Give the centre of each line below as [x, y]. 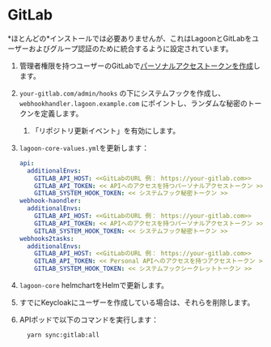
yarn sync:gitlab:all [64, 335]
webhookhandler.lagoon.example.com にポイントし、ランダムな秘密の [133, 103]
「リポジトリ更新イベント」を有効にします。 [106, 131]
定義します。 [62, 113]
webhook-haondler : [50, 201]
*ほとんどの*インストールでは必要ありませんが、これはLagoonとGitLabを [130, 38]
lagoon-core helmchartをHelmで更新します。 [94, 285]
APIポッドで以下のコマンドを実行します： [89, 320]
